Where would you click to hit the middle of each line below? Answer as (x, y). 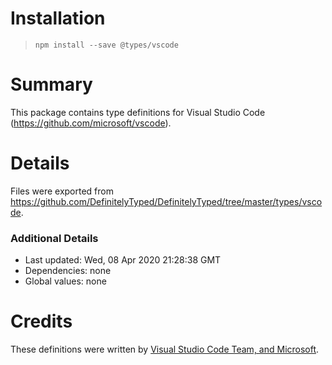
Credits (41, 321)
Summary (51, 84)
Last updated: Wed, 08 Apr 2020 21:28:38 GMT (123, 260)
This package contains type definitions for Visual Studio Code (138, 112)
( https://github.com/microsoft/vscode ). (91, 123)
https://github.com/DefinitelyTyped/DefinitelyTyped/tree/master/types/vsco (166, 201)
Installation (58, 18)
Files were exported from (62, 191)
